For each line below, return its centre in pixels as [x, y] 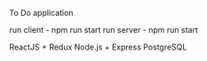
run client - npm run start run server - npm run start [103, 30]
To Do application [41, 13]
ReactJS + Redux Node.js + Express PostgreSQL [98, 47]
